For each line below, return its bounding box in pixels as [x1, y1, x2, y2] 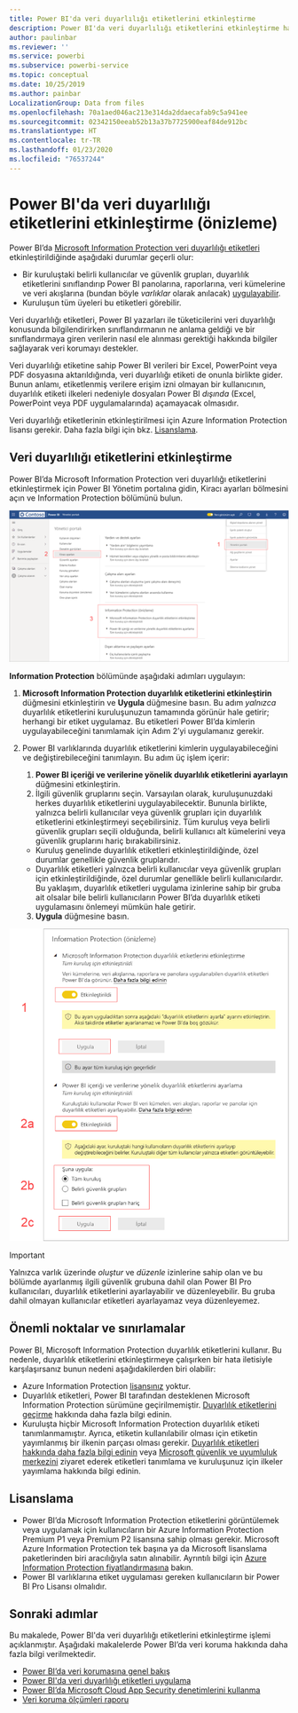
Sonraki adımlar [9, 1606, 98, 1622]
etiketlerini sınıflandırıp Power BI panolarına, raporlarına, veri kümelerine [21, 278, 286, 288]
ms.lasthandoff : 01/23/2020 [9, 146, 114, 154]
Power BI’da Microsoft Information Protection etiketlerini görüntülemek [21, 1514, 279, 1526]
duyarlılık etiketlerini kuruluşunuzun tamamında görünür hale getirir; [21, 707, 270, 718]
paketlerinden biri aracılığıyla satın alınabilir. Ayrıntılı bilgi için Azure [21, 1552, 267, 1563]
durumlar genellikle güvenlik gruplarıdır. [35, 855, 180, 865]
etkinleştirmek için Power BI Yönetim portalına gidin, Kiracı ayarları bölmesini [9, 483, 288, 493]
